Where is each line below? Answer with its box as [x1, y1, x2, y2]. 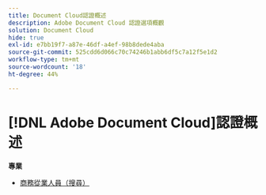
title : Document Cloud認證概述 [8, 11, 107, 20]
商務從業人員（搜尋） [19, 178, 89, 187]
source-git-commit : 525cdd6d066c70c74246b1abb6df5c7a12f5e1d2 [8, 48, 218, 56]
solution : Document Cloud [8, 26, 93, 34]
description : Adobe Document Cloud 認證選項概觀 [8, 19, 165, 27]
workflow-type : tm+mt [8, 56, 80, 64]
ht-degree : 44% [8, 70, 59, 78]
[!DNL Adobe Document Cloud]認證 [8, 114, 244, 131]
